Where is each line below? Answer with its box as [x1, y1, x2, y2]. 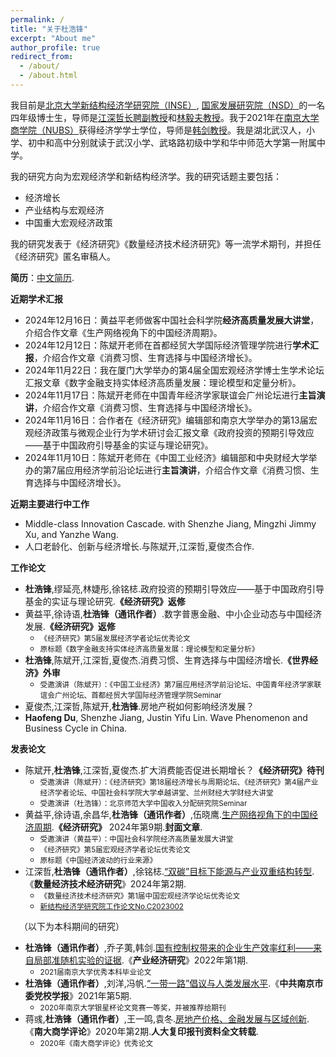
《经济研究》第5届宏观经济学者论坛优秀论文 [39, 844, 191, 855]
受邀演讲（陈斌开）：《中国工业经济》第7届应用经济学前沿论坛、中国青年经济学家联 [39, 679, 322, 690]
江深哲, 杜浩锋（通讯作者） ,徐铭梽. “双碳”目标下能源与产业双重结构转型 [24, 865, 313, 877]
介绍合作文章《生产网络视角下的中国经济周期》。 [24, 326, 223, 338]
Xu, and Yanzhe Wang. [24, 528, 119, 540]
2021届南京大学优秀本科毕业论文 [39, 967, 152, 977]
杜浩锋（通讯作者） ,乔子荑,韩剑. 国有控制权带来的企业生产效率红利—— [24, 941, 313, 953]
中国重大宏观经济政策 [24, 216, 113, 228]
